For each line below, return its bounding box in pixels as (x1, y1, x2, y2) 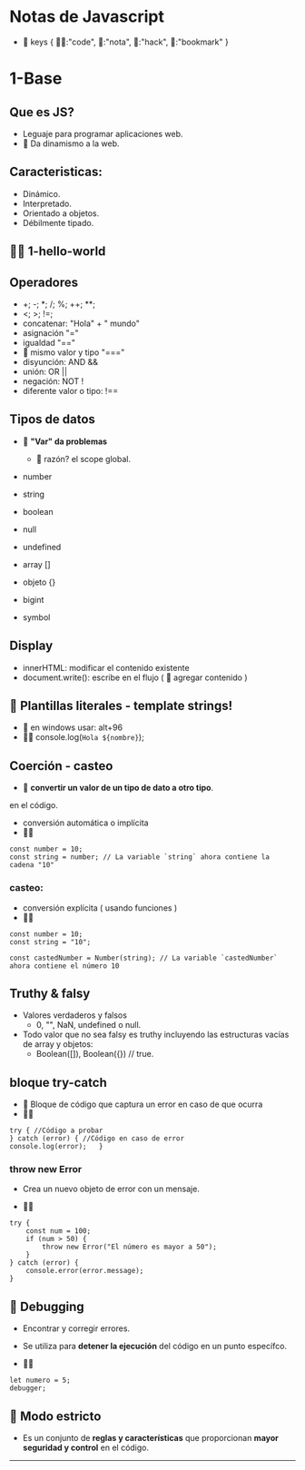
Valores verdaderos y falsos (22, 1010, 127, 1021)
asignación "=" (22, 327, 79, 338)
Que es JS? (9, 104, 74, 120)
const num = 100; (25, 1227, 92, 1236)
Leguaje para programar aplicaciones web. (22, 128, 183, 139)
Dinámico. (22, 188, 61, 199)
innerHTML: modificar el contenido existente (22, 662, 190, 673)
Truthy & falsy (9, 985, 91, 1001)
